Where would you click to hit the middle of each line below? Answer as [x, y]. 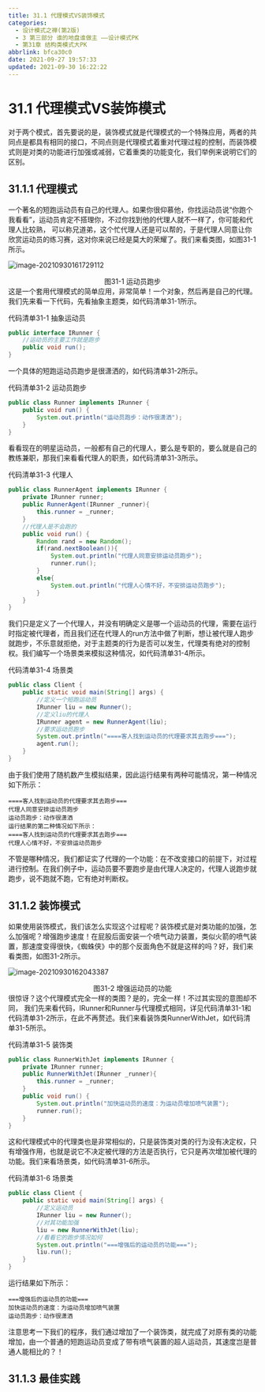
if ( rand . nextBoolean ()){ [77, 549]
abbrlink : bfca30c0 [40, 52]
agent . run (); [58, 744]
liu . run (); [54, 1252]
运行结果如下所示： [39, 1283]
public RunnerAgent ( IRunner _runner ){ [86, 505]
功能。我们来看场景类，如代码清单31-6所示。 [81, 1161]
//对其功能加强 [58, 1223]
